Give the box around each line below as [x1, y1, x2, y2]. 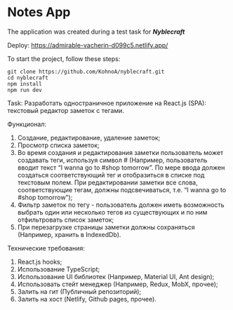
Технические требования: [7, 243, 86, 252]
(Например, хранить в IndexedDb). [17, 230, 121, 238]
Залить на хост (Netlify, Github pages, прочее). [17, 295, 157, 303]
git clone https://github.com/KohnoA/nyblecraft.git [7, 68, 165, 75]
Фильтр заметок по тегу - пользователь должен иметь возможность [17, 201, 225, 209]
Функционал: [7, 120, 47, 128]
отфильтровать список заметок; [17, 215, 114, 224]
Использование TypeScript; [17, 264, 100, 274]
